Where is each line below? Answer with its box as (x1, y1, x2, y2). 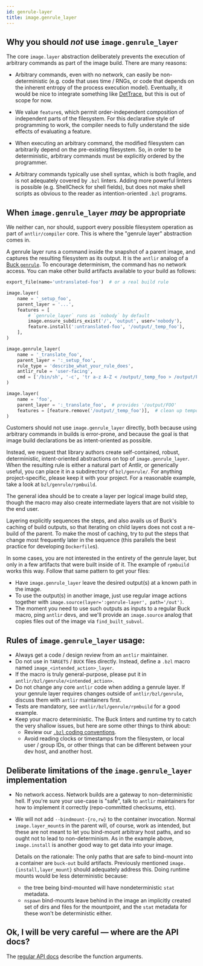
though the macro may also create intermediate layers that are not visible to (6, 499, 195, 506)
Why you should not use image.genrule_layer (6, 37, 179, 47)
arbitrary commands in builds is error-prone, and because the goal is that (6, 430, 189, 438)
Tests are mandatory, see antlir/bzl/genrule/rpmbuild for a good (14, 703, 180, 710)
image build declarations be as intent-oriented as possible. (6, 437, 152, 444)
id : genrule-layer (6, 8, 53, 15)
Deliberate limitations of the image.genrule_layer (6, 765, 192, 775)
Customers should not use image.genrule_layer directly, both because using (6, 424, 197, 432)
